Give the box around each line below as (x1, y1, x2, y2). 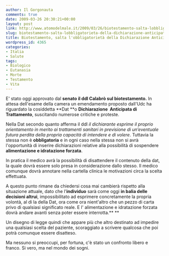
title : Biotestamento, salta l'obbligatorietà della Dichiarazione (6, 35, 150, 40)
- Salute (6, 53, 24, 59)
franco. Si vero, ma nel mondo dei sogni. (6, 244, 90, 250)
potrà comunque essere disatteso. (6, 229, 77, 235)
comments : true (6, 12, 38, 17)
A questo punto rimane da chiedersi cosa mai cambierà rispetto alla (6, 183, 145, 189)
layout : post (6, 21, 33, 26)
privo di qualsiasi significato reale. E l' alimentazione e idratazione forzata (6, 204, 157, 210)
